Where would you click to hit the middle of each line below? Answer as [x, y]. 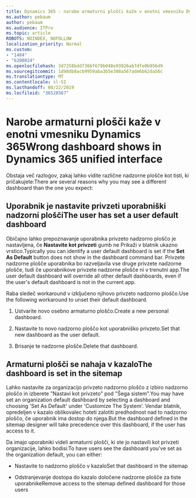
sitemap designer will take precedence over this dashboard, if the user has [96, 425]
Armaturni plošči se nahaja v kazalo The [79, 364]
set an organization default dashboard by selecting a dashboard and [88, 400]
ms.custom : [19, 50]
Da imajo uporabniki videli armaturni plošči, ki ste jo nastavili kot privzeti [92, 442]
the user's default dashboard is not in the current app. [71, 282]
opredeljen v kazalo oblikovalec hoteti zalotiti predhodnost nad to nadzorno [97, 412]
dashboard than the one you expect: [50, 188]
